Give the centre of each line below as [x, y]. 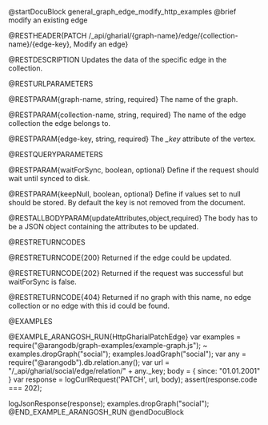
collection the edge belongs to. [59, 123]
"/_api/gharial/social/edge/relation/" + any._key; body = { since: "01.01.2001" [134, 371]
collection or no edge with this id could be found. [89, 306]
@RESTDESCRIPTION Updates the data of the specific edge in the [118, 60]
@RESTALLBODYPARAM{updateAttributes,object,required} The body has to [133, 218]
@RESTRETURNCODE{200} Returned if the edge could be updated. [120, 257]
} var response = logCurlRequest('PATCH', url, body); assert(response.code [133, 379]
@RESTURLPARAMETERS [51, 84]
